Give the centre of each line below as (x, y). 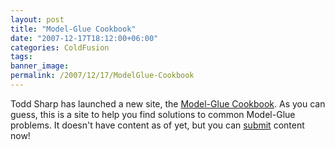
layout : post (37, 19)
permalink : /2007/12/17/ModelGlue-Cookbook (102, 76)
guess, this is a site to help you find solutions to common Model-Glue (153, 114)
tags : (21, 57)
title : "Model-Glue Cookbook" (73, 29)
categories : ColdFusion (60, 47)
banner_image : (40, 66)
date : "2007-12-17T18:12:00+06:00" (84, 38)
